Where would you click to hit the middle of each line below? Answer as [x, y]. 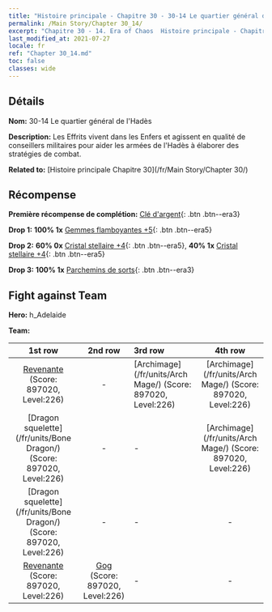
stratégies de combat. [45, 154]
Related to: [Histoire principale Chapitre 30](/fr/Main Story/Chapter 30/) [128, 169]
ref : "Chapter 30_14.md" [50, 53]
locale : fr [27, 46]
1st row [43, 351]
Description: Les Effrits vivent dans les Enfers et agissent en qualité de [127, 136]
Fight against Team [58, 295]
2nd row [104, 351]
